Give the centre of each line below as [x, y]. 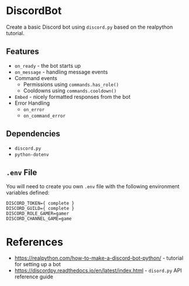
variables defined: [28, 193]
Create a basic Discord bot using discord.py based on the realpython [90, 27]
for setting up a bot [38, 264]
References [35, 242]
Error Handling [32, 103]
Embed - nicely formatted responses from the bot [72, 97]
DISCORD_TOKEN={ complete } [40, 204]
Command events [36, 78]
